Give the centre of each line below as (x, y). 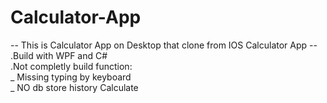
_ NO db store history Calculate (74, 87)
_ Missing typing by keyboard (71, 77)
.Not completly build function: (71, 66)
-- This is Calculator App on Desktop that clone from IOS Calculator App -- (164, 45)
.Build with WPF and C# (59, 55)
